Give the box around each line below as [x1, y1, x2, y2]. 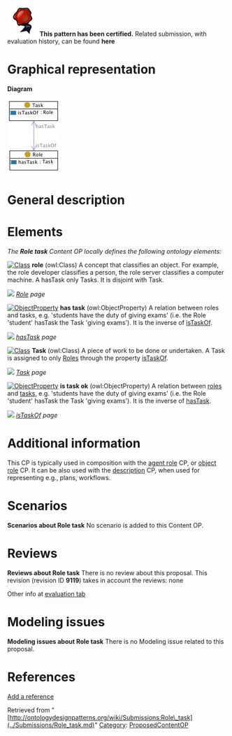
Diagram [7, 85, 33, 93]
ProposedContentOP [129, 721, 189, 729]
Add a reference [7, 692, 55, 700]
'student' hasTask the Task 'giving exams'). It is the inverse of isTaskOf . [7, 319, 213, 327]
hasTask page [15, 333, 57, 341]
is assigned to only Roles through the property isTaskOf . [7, 354, 169, 362]
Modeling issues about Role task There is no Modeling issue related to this [7, 637, 224, 645]
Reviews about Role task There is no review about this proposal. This [7, 568, 208, 577]
